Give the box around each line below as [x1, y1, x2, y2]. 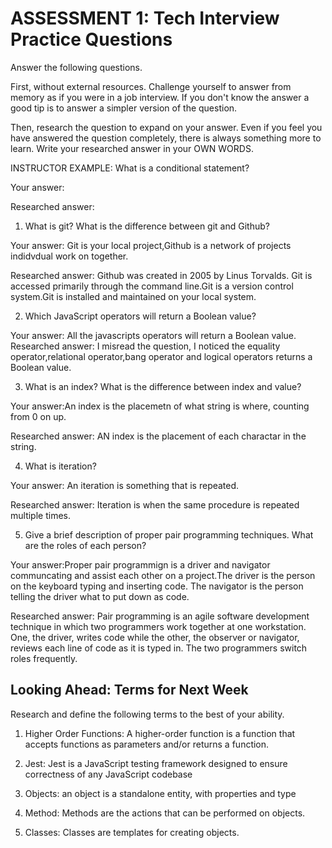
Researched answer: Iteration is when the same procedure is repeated [10, 498, 300, 511]
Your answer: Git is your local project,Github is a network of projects [10, 239, 292, 251]
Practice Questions [10, 28, 173, 51]
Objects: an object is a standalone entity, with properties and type [24, 787, 297, 799]
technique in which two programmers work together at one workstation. [10, 620, 307, 632]
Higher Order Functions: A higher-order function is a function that [24, 727, 296, 739]
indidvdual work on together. [10, 250, 129, 262]
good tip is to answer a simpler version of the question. [10, 102, 238, 114]
